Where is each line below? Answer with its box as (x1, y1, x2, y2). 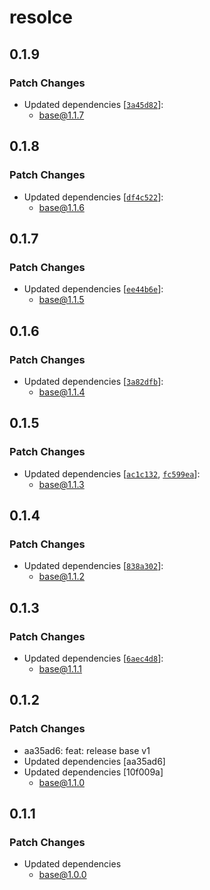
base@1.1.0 (38, 776, 85, 788)
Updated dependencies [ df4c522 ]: (23, 191, 164, 203)
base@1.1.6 (38, 201, 85, 213)
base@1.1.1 (38, 663, 82, 675)
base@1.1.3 (38, 478, 85, 490)
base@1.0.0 (38, 869, 87, 881)
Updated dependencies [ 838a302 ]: (23, 560, 164, 572)
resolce (9, 6, 73, 29)
